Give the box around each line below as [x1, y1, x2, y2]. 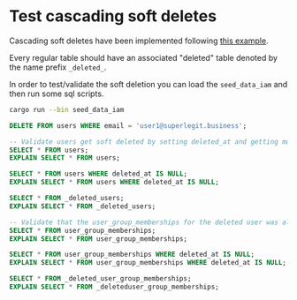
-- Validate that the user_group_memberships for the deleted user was [9, 218, 278, 227]
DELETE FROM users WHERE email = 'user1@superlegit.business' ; [9, 121, 247, 130]
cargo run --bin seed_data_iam [9, 105, 125, 114]
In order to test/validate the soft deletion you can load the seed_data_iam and [9, 79, 288, 89]
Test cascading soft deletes [9, 6, 217, 26]
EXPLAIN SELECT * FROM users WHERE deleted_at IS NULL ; [9, 178, 219, 187]
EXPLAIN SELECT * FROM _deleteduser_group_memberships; [9, 282, 219, 292]
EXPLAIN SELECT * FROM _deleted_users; [9, 201, 156, 211]
